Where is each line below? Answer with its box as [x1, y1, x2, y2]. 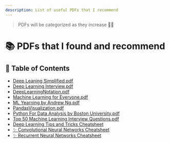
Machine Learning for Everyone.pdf [12, 94, 88, 100]
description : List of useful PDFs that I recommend [5, 7, 118, 13]
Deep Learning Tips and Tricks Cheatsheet [12, 121, 104, 127]
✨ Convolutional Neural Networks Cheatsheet [12, 126, 110, 133]
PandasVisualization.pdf [12, 105, 64, 111]
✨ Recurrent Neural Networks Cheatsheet [12, 132, 102, 138]
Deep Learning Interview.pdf [12, 83, 73, 89]
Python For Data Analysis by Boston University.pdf [12, 110, 120, 116]
